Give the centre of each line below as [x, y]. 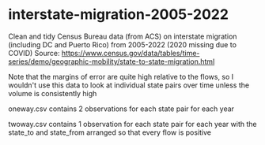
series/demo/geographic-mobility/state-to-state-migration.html [112, 61]
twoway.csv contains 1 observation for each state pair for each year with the [132, 124]
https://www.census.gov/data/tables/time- [131, 53]
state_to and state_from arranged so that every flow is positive [110, 132]
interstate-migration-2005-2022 [119, 15]
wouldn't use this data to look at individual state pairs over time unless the [129, 85]
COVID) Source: [34, 53]
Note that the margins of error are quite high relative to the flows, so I [121, 76]
